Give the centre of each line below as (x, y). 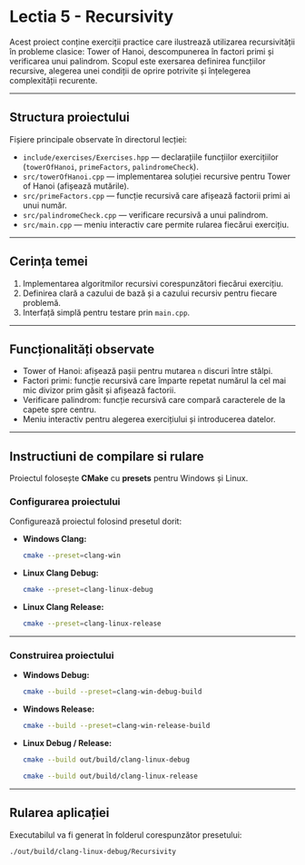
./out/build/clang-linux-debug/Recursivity (93, 851)
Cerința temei (49, 262)
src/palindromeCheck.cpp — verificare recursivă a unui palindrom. (145, 214)
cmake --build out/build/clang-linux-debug (106, 760)
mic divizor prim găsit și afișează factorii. (99, 390)
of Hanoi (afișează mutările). (76, 186)
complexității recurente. (54, 80)
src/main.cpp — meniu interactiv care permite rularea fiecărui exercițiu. (156, 224)
